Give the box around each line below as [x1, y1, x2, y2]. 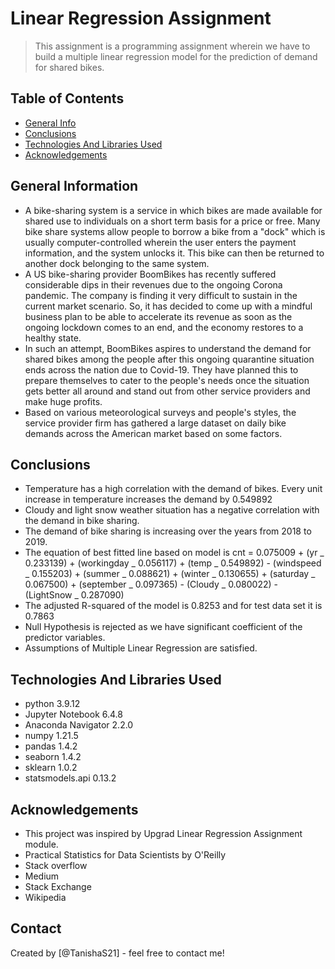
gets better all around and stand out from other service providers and [24, 385, 311, 397]
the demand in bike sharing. [24, 515, 140, 527]
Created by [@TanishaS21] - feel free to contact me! [10, 947, 225, 959]
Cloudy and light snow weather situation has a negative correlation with [24, 504, 320, 516]
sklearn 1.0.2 [24, 762, 78, 774]
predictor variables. [24, 632, 106, 644]
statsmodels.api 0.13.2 [24, 772, 117, 784]
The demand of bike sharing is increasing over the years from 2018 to [24, 525, 312, 537]
